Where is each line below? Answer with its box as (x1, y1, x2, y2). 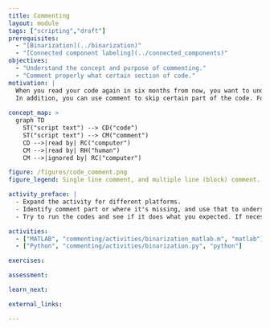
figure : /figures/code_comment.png (8, 168, 128, 177)
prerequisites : (8, 34, 59, 43)
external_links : (8, 300, 63, 308)
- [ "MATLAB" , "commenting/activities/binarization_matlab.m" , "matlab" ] (15, 235, 264, 243)
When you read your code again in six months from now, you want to (15, 86, 250, 95)
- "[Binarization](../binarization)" (15, 42, 142, 50)
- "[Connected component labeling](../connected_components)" (15, 49, 228, 57)
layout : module (8, 19, 59, 27)
